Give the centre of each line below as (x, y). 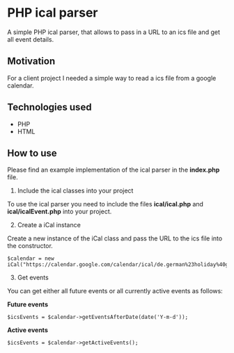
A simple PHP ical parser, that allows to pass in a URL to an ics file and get (114, 32)
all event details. (31, 39)
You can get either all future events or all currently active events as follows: (115, 291)
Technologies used (49, 107)
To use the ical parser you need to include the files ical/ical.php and (106, 204)
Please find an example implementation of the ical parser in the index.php (114, 170)
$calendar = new (31, 258)
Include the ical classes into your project (75, 191)
